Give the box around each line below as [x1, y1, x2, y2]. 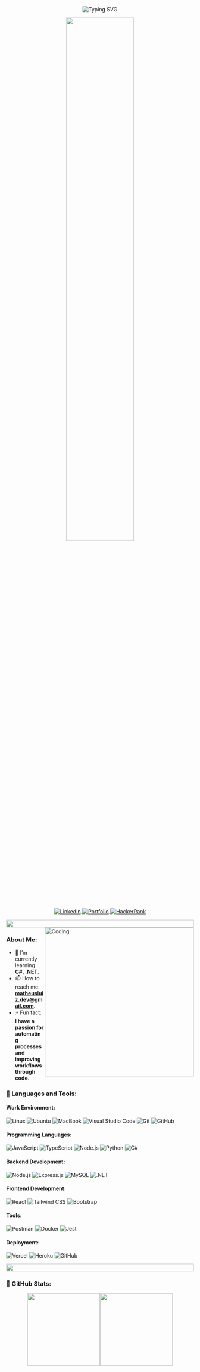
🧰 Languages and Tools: [6, 1089, 77, 1098]
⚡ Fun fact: [14, 1009, 42, 1016]
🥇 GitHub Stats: [6, 1280, 52, 1288]
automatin [14, 1030, 41, 1037]
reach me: [14, 983, 40, 990]
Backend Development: [6, 1158, 65, 1165]
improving [14, 1055, 41, 1063]
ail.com [14, 1002, 34, 1009]
